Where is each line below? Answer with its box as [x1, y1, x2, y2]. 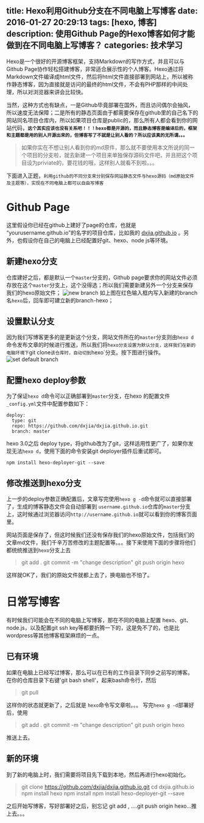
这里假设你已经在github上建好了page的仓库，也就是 [6, 221, 137, 228]
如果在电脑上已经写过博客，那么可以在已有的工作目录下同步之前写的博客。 [6, 669, 193, 676]
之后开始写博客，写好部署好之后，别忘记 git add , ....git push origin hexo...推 [6, 802, 197, 810]
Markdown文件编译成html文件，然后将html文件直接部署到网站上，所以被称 [6, 73, 194, 80]
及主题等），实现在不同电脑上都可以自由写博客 [6, 180, 104, 186]
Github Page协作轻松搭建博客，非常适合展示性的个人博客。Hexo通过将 [6, 65, 184, 72]
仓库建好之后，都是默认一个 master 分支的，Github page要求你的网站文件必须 [6, 274, 198, 281]
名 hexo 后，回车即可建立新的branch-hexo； [6, 296, 114, 304]
